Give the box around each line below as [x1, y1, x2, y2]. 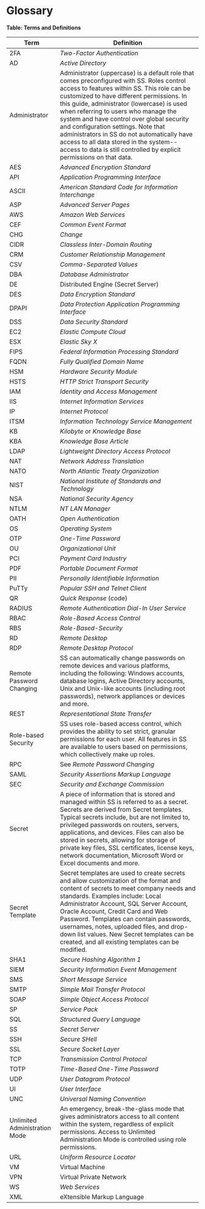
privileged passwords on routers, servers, [60, 820, 179, 829]
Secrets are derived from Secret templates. [60, 805, 183, 813]
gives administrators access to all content [60, 1112, 179, 1121]
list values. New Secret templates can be [77, 930, 194, 938]
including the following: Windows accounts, [60, 669, 185, 677]
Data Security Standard [60, 317, 128, 326]
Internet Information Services [60, 397, 144, 405]
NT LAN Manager [60, 504, 111, 513]
